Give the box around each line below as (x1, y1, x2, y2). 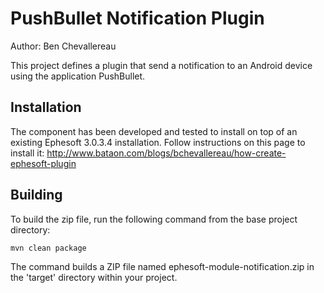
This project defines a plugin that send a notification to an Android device (10, 59, 313, 71)
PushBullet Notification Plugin (10, 7, 265, 30)
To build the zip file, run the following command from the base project (10, 213, 298, 225)
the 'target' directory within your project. (10, 271, 178, 283)
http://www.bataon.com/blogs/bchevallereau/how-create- (46, 147, 287, 159)
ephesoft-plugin (10, 157, 77, 169)
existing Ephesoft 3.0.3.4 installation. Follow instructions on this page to (10, 136, 306, 148)
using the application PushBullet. (10, 70, 146, 82)
